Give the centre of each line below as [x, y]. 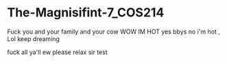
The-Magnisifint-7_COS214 [86, 13]
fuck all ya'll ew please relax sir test [57, 52]
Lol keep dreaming [34, 38]
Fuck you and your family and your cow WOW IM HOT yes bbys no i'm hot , [114, 32]
